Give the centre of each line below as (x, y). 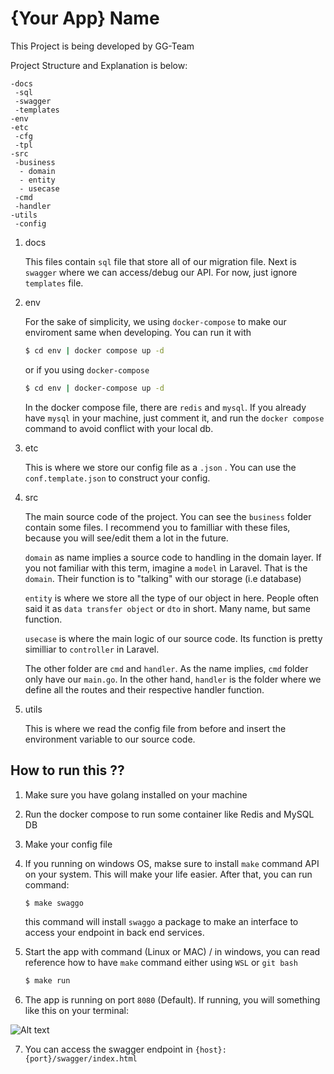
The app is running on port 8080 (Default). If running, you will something (172, 1000)
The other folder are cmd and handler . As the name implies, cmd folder (166, 668)
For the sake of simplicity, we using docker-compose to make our (155, 321)
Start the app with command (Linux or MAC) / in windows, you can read (172, 952)
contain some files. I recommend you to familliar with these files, (157, 527)
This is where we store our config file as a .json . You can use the (160, 467)
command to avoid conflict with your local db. (119, 428)
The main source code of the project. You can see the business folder (168, 516)
